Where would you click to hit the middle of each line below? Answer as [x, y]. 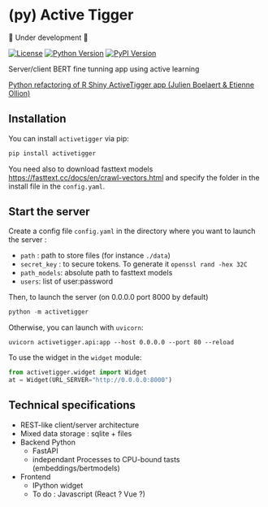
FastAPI [45, 451]
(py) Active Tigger [71, 15]
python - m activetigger [49, 312]
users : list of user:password [67, 281]
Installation [37, 119]
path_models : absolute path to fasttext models [96, 273]
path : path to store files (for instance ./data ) [95, 256]
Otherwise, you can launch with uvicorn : [76, 327]
